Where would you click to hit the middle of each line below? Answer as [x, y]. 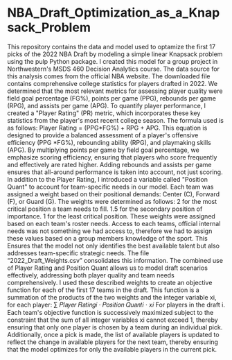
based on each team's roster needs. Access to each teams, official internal [114, 223]
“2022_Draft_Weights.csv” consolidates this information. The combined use [115, 260]
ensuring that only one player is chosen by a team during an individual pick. [115, 327]
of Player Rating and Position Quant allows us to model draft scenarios [107, 268]
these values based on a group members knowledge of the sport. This [107, 238]
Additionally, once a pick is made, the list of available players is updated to [113, 334]
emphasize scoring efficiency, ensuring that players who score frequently [112, 157]
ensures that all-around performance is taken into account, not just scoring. [115, 172]
